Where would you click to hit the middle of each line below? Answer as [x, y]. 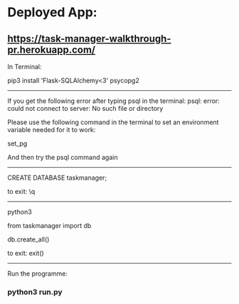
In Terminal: [25, 67]
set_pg [17, 143]
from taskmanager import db [49, 226]
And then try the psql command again [63, 157]
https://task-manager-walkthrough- [89, 39]
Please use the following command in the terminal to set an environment [113, 122]
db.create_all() [28, 239]
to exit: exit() [26, 253]
